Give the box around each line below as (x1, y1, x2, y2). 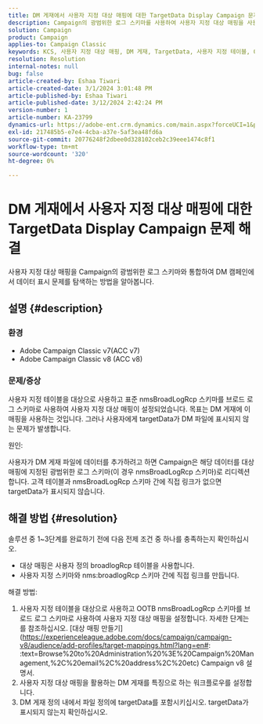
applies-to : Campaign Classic (8, 41, 107, 49)
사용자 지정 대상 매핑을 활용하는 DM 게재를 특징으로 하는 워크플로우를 (19, 678, 232, 687)
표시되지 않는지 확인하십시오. (19, 707, 108, 716)
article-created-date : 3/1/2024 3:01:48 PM (8, 84, 153, 93)
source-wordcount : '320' (8, 150, 89, 158)
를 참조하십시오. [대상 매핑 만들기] (19, 623, 124, 632)
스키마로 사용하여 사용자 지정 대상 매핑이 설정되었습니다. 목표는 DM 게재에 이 (16, 405, 251, 414)
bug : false (8, 70, 44, 78)
